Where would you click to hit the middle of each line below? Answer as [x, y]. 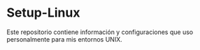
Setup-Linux [43, 13]
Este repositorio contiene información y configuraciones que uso [100, 32]
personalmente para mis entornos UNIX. [65, 39]
